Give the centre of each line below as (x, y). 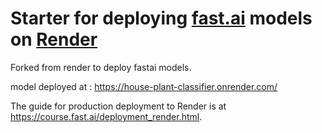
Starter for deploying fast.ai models (161, 18)
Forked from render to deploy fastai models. (101, 67)
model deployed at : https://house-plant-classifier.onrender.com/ (144, 86)
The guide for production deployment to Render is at (118, 106)
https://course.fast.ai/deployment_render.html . (106, 116)
